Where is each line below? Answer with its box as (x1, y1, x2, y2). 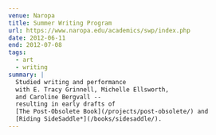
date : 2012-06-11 (8, 33, 66, 42)
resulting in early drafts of (15, 100, 116, 108)
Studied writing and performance (15, 78, 127, 86)
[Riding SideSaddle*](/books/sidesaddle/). (15, 115, 162, 123)
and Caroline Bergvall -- (15, 93, 102, 101)
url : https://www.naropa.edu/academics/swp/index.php (8, 26, 191, 34)
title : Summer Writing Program (8, 19, 112, 27)
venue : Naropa (8, 11, 56, 20)
